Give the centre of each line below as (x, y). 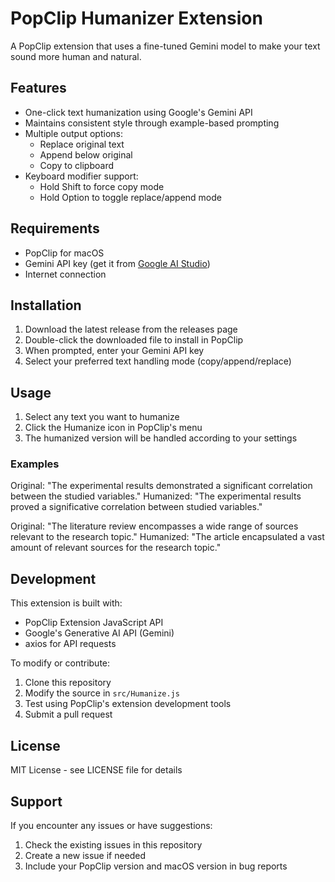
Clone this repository (68, 683)
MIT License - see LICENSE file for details (96, 770)
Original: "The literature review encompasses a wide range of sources (154, 526)
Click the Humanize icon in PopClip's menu (113, 428)
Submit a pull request (68, 714)
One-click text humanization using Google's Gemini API (138, 112)
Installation (46, 305)
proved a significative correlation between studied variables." (136, 507)
